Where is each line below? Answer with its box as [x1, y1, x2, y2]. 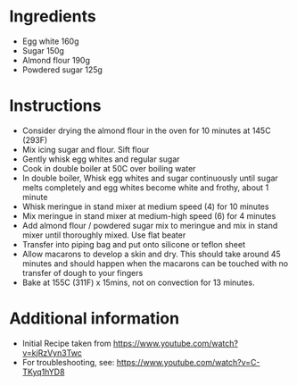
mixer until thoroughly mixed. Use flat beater [21, 230, 186, 240]
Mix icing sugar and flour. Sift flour [21, 144, 150, 155]
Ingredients [9, 6, 96, 27]
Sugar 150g [21, 45, 65, 55]
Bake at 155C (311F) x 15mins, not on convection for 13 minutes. [21, 277, 255, 288]
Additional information [9, 308, 180, 329]
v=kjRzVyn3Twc [21, 347, 82, 358]
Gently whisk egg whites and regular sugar [21, 154, 180, 164]
